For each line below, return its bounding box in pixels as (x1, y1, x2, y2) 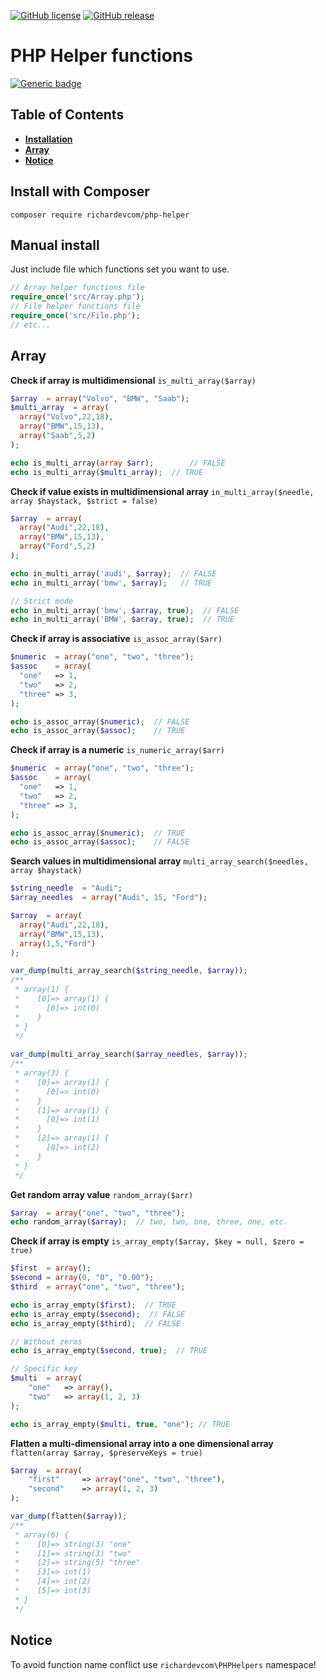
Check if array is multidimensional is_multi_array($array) (10, 374, 257, 386)
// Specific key (10, 1364, 78, 1374)
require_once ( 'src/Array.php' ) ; (10, 292, 145, 302)
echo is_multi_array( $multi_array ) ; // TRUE (10, 467, 203, 477)
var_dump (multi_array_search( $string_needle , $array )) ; (10, 966, 248, 976)
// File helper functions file (10, 301, 141, 312)
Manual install (10, 236, 100, 254)
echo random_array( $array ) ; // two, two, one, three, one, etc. (10, 1217, 288, 1227)
